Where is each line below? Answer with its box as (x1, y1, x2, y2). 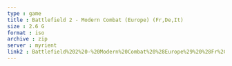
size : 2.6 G (7, 23, 45, 30)
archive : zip (7, 36, 48, 43)
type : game (7, 10, 41, 17)
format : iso (7, 29, 45, 36)
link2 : (7, 49, 30, 56)
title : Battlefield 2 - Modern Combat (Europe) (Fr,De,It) (7, 16, 184, 23)
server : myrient (7, 42, 57, 49)
